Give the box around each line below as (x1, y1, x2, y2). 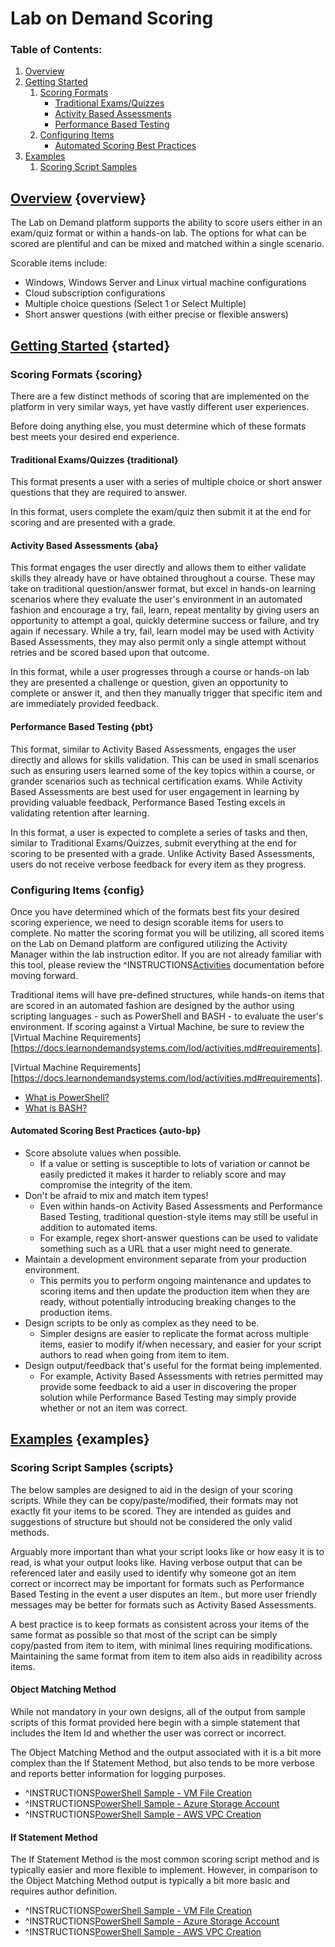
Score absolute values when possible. (24, 1147, 182, 1159)
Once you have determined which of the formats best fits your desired (10, 905, 300, 917)
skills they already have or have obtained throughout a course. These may (10, 572, 316, 584)
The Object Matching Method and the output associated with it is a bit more (10, 1746, 322, 1758)
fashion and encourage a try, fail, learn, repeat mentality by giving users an (10, 604, 320, 616)
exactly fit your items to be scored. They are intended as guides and (10, 1505, 292, 1517)
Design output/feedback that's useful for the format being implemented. (24, 1360, 322, 1372)
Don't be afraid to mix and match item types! (24, 1190, 209, 1202)
